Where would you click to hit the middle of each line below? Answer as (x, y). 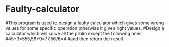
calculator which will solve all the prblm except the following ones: (74, 33)
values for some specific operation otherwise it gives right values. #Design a (85, 28)
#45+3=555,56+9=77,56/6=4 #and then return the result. (65, 39)
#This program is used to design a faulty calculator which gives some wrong (85, 23)
